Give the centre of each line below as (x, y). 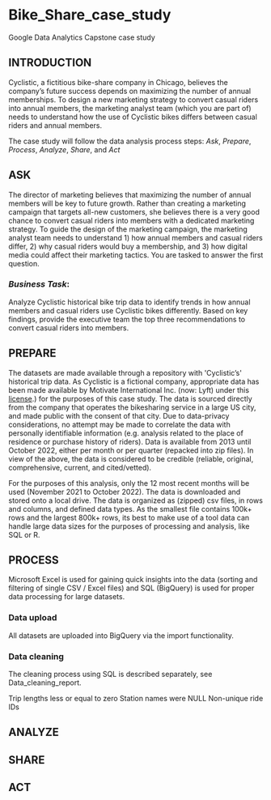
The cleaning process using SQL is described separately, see (110, 674)
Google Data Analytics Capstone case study (82, 37)
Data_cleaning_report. (45, 683)
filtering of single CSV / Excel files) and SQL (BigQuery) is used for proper (131, 588)
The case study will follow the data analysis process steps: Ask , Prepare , (130, 141)
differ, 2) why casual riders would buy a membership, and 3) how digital (128, 246)
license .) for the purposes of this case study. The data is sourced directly (130, 398)
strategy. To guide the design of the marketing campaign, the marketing (128, 229)
